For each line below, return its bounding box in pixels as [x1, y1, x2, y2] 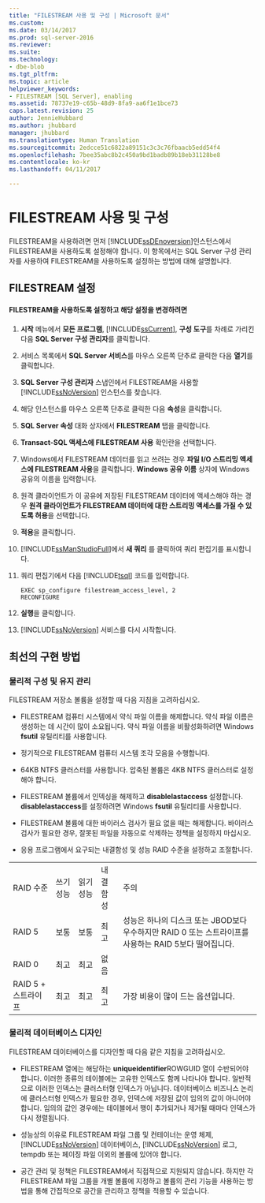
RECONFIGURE [20, 593, 60, 601]
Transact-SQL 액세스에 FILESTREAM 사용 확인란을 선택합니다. [20, 437, 217, 446]
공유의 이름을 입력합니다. [20, 474, 97, 484]
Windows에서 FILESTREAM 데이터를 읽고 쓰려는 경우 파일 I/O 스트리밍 [20, 454, 238, 464]
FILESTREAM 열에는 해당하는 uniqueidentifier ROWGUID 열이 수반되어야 [20, 1063, 249, 1073]
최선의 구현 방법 [9, 650, 81, 663]
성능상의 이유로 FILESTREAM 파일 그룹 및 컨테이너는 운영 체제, [20, 1130, 214, 1139]
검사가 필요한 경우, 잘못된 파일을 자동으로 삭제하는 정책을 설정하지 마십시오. [20, 828, 252, 838]
